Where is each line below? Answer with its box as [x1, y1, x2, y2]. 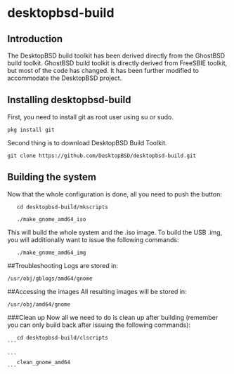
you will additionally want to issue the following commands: [7, 235, 179, 243]
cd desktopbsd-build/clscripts [16, 334, 109, 341]
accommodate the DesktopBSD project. [7, 74, 122, 82]
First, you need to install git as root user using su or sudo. [7, 112, 174, 121]
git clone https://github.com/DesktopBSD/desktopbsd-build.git [7, 152, 197, 159]
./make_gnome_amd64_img [16, 249, 86, 256]
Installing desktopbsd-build [7, 94, 131, 106]
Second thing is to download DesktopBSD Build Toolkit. [7, 138, 167, 147]
